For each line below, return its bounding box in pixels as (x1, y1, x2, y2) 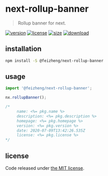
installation (5, 44, 42, 54)
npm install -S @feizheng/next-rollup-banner (5, 58, 103, 63)
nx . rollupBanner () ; (5, 95, 47, 100)
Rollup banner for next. (17, 20, 66, 26)
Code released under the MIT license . (5, 165, 85, 171)
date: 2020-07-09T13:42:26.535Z (16, 128, 86, 133)
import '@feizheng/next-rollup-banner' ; (5, 86, 93, 91)
